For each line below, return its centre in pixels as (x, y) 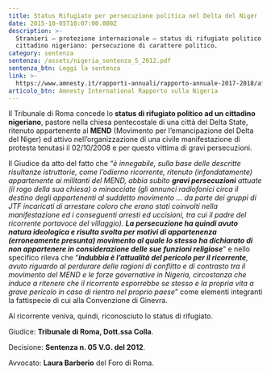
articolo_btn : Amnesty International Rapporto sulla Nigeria (113, 91)
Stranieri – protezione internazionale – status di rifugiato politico (139, 38)
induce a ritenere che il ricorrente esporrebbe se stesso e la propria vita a (131, 284)
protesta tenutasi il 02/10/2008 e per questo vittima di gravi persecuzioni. (130, 148)
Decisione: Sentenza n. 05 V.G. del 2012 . (77, 347)
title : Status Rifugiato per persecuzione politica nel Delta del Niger (133, 16)
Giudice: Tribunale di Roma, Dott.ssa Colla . (81, 332)
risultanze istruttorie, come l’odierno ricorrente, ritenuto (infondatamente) (130, 172)
